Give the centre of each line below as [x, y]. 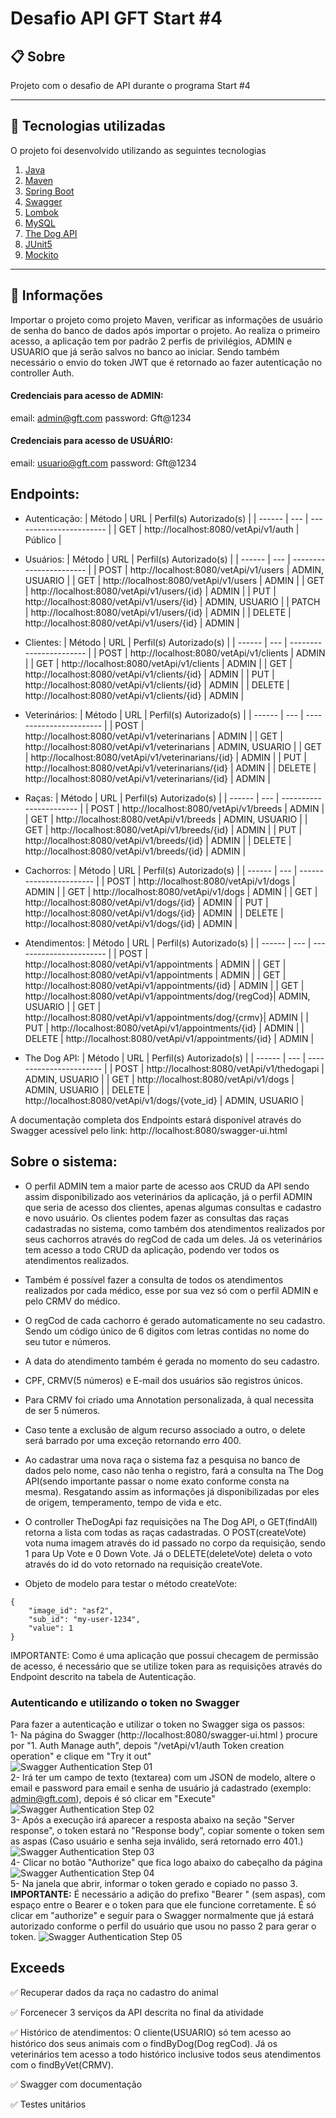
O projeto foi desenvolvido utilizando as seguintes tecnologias [138, 150]
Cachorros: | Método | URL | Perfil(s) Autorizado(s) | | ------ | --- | [161, 870]
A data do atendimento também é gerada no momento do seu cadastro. [172, 1361]
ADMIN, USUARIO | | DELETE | [87, 1089]
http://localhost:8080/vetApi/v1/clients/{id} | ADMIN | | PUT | [149, 674]
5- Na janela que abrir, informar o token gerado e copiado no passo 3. [154, 1883]
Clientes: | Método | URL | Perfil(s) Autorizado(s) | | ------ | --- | [156, 642]
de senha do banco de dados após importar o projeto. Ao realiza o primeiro [165, 330]
